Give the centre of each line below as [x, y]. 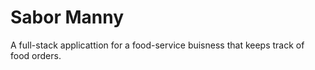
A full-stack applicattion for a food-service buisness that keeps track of [157, 45]
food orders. [36, 55]
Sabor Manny [67, 17]
